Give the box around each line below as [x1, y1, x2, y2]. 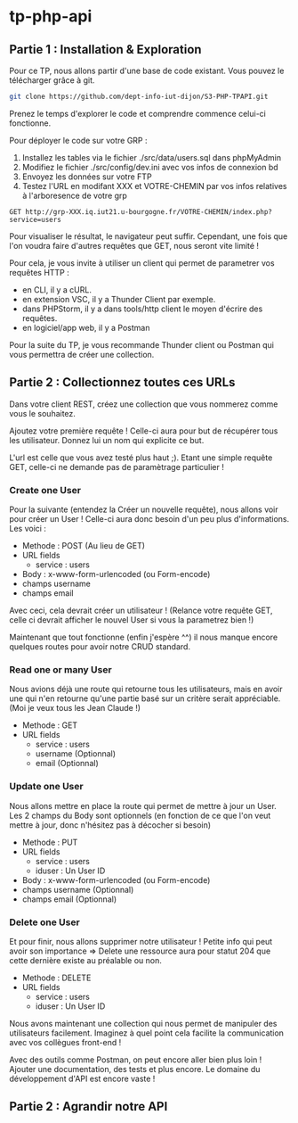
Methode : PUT [21, 837, 78, 847]
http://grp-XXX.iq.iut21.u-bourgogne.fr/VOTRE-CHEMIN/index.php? [25, 207, 273, 216]
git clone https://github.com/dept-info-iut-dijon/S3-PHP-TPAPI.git [9, 92, 269, 101]
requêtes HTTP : [9, 267, 69, 277]
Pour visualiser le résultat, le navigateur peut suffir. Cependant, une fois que [9, 230, 288, 242]
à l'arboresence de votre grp [21, 190, 127, 201]
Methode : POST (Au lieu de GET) [21, 540, 145, 550]
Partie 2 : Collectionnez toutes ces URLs [9, 375, 236, 390]
